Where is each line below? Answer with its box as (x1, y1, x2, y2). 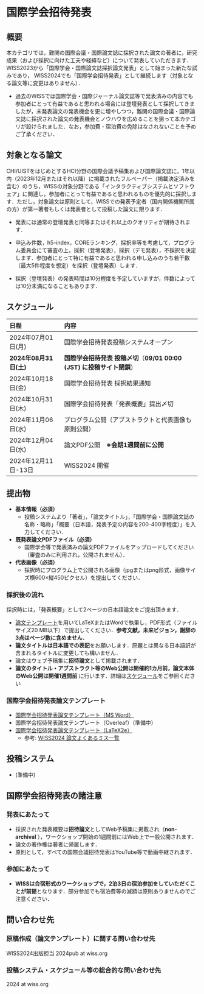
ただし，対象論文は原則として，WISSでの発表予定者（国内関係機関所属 (16, 197, 195, 205)
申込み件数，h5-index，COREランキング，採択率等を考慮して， (15, 239, 174, 246)
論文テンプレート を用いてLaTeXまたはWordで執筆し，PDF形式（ (15, 619, 177, 626)
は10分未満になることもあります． (15, 282, 101, 289)
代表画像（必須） (15, 559, 58, 566)
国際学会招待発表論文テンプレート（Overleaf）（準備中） (15, 719, 157, 727)
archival (15, 833, 36, 841)
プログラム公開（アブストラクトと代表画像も (64, 415, 192, 424)
